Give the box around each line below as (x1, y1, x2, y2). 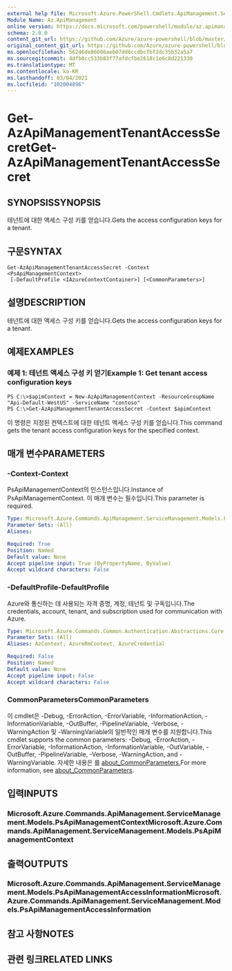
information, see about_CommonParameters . (7, 766, 135, 774)
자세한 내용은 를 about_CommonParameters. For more (57, 758, 206, 766)
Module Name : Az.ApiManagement (7, 17, 97, 23)
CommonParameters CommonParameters (7, 695, 150, 705)
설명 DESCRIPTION (7, 296, 86, 308)
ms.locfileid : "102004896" (7, 81, 85, 88)
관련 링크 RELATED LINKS (7, 954, 113, 965)
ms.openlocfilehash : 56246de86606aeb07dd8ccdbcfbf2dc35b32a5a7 (7, 49, 193, 56)
